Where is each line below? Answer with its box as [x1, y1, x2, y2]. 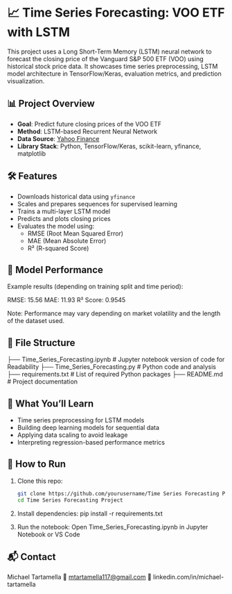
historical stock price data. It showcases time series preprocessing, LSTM [7, 62, 218, 70]
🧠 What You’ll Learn [7, 397, 94, 409]
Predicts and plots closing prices [17, 214, 111, 222]
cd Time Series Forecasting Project [17, 497, 123, 504]
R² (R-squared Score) [27, 244, 89, 252]
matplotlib [17, 149, 46, 158]
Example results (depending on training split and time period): [7, 282, 184, 291]
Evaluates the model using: [17, 222, 95, 230]
